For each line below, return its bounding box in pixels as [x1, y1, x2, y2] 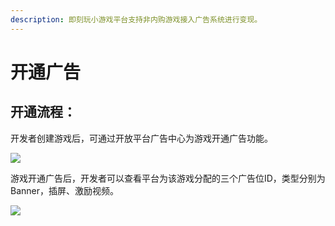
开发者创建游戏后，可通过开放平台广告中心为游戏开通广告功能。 [10, 132, 273, 144]
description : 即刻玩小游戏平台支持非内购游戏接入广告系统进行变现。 [10, 14, 263, 25]
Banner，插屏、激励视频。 [10, 184, 119, 196]
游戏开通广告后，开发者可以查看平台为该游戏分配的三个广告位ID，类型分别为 [10, 172, 326, 184]
